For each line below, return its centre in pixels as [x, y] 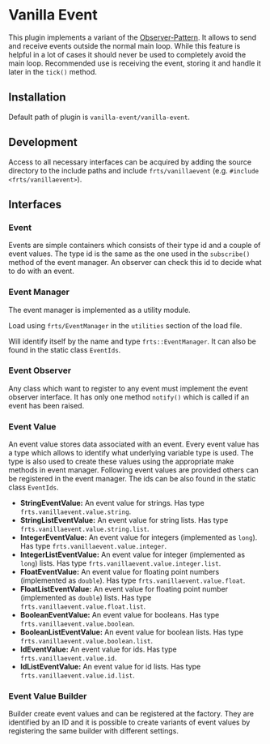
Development [43, 142]
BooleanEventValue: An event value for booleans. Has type [120, 615]
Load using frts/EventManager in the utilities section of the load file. [125, 325]
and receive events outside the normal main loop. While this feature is [124, 45]
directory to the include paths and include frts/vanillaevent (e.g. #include [134, 170]
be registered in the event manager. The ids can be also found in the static [132, 479]
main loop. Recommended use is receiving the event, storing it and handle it [135, 63]
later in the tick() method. [53, 71]
